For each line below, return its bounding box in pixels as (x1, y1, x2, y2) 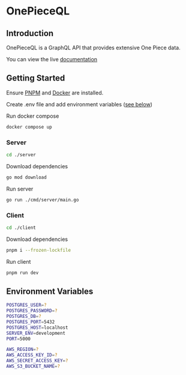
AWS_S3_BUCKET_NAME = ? (6, 364, 61, 370)
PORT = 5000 (6, 335, 31, 342)
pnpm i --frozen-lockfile (6, 247, 71, 253)
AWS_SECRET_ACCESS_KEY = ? (6, 358, 68, 364)
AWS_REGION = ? (6, 347, 39, 353)
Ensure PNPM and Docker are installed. (6, 89, 104, 96)
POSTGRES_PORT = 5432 (6, 319, 55, 325)
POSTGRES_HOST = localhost (6, 325, 68, 331)
